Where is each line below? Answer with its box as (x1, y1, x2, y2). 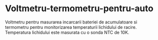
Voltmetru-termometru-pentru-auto (5, 3, 154, 14)
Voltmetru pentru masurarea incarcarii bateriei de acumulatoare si (5, 19, 138, 25)
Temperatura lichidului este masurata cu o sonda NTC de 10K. (5, 29, 129, 35)
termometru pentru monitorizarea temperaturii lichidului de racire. (5, 24, 137, 30)
